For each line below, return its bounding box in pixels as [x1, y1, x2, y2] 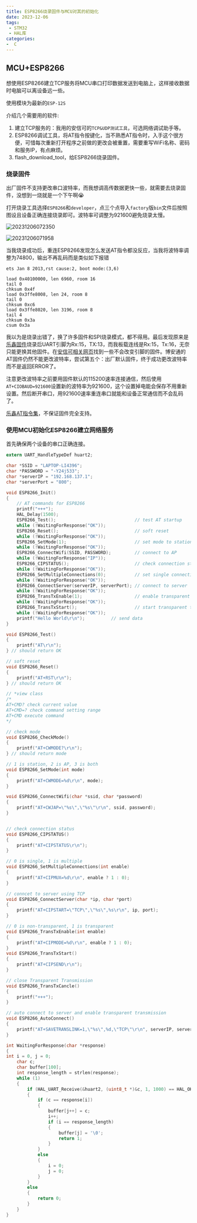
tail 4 [6, 312, 22, 318]
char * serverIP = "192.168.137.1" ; [6, 474, 93, 480]
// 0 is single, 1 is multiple [6, 859, 83, 865]
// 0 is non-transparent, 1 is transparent [6, 923, 114, 929]
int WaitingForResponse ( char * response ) [6, 1043, 107, 1048]
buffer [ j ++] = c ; [47, 1108, 91, 1114]
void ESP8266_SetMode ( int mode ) [6, 766, 85, 773]
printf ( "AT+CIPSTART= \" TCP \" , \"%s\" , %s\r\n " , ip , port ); [16, 907, 159, 913]
